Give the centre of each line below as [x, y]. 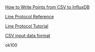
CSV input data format [28, 36]
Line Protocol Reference [30, 16]
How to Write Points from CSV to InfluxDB [47, 7]
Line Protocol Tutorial [27, 26]
